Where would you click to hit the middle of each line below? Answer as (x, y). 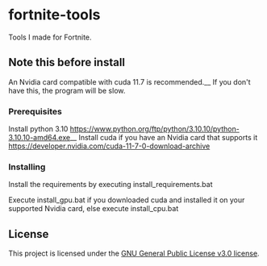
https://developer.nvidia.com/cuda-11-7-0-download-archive (109, 146)
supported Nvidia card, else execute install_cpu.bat (94, 209)
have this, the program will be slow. (67, 90)
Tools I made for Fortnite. (50, 37)
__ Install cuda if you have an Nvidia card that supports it (164, 138)
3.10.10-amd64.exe (40, 138)
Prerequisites (35, 111)
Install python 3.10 (38, 129)
